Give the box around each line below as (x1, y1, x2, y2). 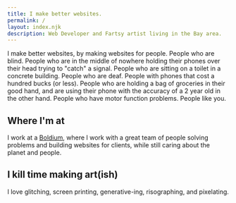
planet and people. (7, 149, 62, 157)
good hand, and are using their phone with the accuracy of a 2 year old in (7, 87, 221, 95)
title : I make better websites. (7, 10, 102, 18)
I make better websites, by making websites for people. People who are (7, 49, 215, 58)
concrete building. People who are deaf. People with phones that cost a (7, 72, 215, 80)
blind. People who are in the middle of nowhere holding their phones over (7, 57, 221, 66)
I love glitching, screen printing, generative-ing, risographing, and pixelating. (7, 187, 229, 196)
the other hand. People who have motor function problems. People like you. (7, 94, 227, 103)
